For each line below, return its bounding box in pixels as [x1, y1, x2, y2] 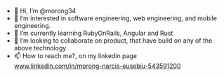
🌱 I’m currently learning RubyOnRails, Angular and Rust [13, 29, 173, 37]
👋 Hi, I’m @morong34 [13, 7, 77, 15]
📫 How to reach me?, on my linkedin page [13, 52, 138, 59]
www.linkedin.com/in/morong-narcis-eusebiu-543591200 [13, 62, 181, 70]
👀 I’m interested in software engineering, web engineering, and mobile [13, 14, 218, 22]
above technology [13, 44, 67, 52]
